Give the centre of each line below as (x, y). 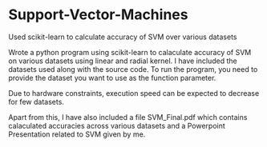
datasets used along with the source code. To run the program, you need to (133, 69)
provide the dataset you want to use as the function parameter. (112, 77)
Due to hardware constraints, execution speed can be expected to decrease (134, 93)
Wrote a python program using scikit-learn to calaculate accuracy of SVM (130, 52)
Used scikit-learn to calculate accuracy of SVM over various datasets (123, 37)
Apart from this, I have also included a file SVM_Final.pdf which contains (128, 117)
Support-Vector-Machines (98, 15)
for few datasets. (36, 101)
